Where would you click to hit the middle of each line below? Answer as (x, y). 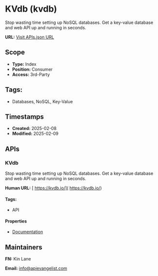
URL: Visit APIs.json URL (30, 37)
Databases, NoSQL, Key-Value (42, 101)
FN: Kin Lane (18, 259)
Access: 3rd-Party (31, 74)
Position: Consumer (32, 69)
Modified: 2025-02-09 (35, 134)
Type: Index (24, 64)
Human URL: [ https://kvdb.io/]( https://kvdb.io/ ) (53, 188)
